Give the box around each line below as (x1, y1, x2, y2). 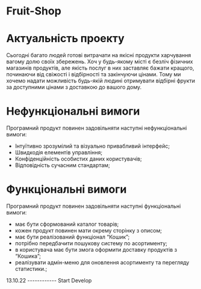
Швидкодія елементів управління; (14, 149, 103, 156)
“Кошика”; (14, 252, 41, 260)
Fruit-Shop (6, 4, 61, 18)
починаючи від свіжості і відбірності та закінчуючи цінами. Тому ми (6, 71, 182, 78)
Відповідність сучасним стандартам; (14, 162, 110, 169)
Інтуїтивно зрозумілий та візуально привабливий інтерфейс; (14, 142, 170, 150)
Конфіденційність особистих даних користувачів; (14, 155, 143, 163)
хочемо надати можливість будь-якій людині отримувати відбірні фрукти (6, 77, 196, 85)
